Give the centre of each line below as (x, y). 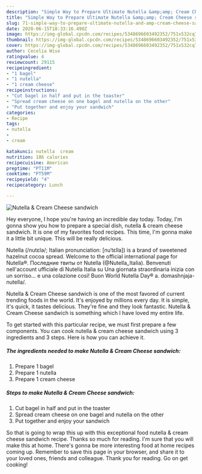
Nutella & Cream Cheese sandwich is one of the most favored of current (96, 293)
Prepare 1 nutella (36, 373)
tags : (13, 124)
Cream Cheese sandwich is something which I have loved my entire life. (95, 313)
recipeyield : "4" (28, 179)
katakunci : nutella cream (40, 151)
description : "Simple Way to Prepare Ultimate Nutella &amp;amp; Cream (98, 12)
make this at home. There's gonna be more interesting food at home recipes (100, 445)
